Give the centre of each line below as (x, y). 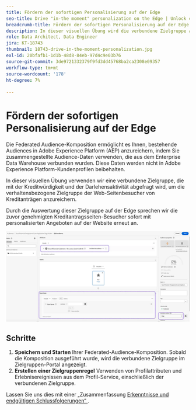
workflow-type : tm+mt (32, 68)
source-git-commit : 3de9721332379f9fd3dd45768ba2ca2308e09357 (83, 61)
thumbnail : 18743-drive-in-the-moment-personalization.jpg (79, 50)
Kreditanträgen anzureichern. (41, 199)
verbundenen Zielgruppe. (45, 383)
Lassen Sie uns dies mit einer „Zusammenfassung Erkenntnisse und (87, 394)
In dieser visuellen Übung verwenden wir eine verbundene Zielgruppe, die (95, 180)
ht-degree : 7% (23, 80)
